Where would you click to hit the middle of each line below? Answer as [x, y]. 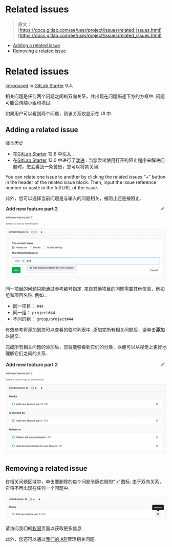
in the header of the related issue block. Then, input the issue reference [81, 182]
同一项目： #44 [28, 306]
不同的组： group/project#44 [43, 319]
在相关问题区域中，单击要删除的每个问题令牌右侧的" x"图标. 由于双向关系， [84, 482]
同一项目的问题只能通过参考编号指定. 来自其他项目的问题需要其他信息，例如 [85, 289]
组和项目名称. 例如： [27, 295]
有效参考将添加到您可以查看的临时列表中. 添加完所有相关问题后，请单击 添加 [85, 330]
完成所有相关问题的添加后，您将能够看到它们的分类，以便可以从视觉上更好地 [86, 347]
